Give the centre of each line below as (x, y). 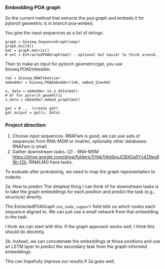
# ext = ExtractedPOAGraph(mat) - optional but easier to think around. (81, 55)
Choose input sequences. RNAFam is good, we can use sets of (76, 136)
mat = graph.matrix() (27, 51)
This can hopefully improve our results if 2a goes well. (60, 261)
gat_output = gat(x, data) (33, 113)
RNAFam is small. (30, 146)
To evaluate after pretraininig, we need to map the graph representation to (80, 171)
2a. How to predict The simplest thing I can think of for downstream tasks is (82, 186)
